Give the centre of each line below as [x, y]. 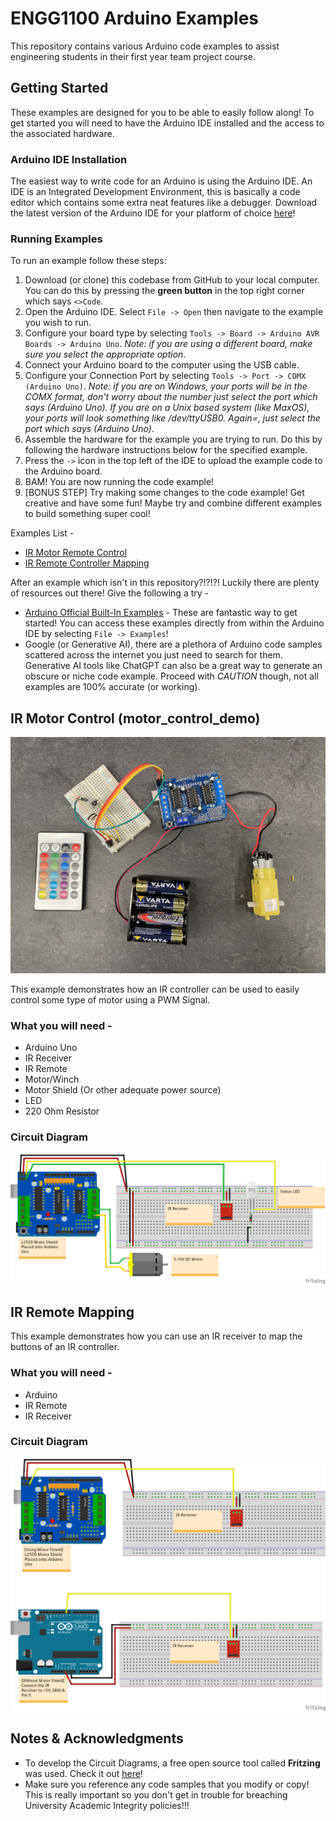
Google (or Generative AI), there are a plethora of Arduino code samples [173, 644]
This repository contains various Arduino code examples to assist [145, 46]
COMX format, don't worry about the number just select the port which [171, 397]
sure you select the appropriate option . [105, 354]
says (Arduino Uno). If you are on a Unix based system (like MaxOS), [167, 408]
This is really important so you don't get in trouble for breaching [156, 1794]
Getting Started [59, 88]
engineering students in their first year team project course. [133, 56]
